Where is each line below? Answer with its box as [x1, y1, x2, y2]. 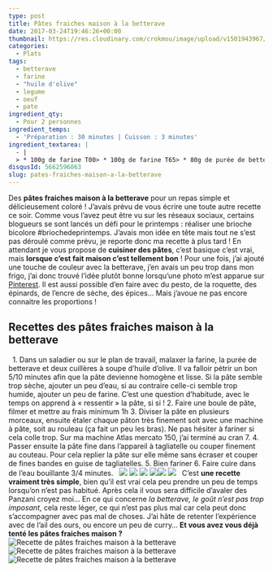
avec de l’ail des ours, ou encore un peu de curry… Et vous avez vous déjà [8, 520, 258, 530]
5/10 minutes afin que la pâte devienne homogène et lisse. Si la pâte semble [8, 372, 262, 382]
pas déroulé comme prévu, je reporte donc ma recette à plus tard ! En [8, 237, 241, 246]
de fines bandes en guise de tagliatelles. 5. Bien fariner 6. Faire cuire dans [8, 458, 256, 468]
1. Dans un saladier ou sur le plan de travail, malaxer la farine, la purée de [11, 355, 258, 365]
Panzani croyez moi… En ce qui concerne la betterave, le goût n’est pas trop [8, 494, 264, 504]
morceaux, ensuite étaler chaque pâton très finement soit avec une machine [8, 415, 264, 425]
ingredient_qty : [8, 111, 63, 119]
